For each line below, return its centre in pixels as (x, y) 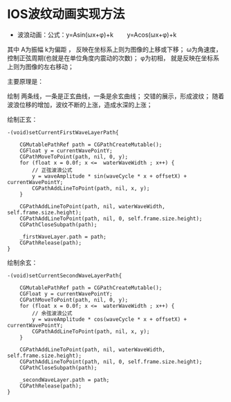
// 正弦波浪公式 (52, 170)
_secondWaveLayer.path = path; (65, 380)
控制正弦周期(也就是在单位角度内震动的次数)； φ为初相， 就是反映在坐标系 (113, 58)
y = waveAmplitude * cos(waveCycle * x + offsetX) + (110, 319)
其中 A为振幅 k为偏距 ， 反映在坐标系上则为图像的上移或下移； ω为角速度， (115, 49)
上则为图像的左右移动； (40, 66)
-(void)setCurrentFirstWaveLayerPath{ (63, 132)
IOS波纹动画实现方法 (66, 14)
